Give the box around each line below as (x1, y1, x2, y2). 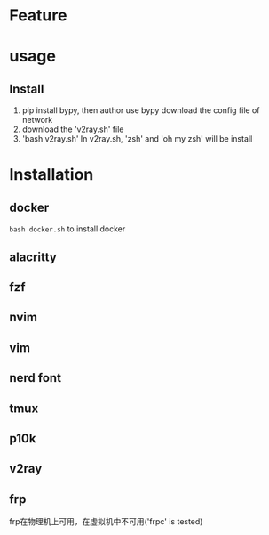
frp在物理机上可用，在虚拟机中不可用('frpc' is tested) (9, 516, 203, 527)
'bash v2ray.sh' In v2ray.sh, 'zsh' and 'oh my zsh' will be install (21, 134, 253, 144)
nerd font (9, 370, 62, 385)
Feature (9, 5, 67, 26)
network (21, 115, 53, 126)
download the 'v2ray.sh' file (21, 124, 124, 134)
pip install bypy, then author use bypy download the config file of (21, 105, 260, 116)
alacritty (9, 249, 58, 264)
